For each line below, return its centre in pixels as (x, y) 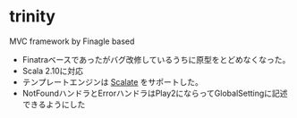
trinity (33, 17)
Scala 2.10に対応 (52, 71)
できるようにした (54, 104)
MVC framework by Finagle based (72, 41)
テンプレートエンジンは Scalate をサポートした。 (113, 81)
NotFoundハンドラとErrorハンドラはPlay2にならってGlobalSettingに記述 (155, 93)
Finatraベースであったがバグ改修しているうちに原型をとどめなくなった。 (156, 59)
